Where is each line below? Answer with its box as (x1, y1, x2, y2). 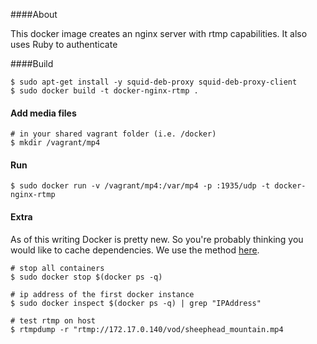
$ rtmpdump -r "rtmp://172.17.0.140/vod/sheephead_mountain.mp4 (10, 324, 284, 334)
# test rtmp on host (10, 315, 97, 326)
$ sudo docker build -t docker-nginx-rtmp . (10, 86, 199, 96)
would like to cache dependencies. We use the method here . (10, 244, 260, 256)
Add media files (10, 107, 77, 119)
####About (10, 9, 58, 20)
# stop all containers (10, 263, 105, 273)
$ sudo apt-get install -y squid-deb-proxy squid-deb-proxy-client (10, 77, 298, 87)
